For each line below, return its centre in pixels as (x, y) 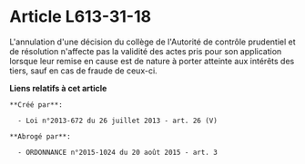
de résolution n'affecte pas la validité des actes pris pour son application (146, 51)
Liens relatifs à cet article (58, 88)
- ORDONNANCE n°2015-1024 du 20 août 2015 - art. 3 (118, 152)
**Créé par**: (36, 105)
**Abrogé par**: (40, 136)
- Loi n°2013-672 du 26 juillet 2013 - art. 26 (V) (118, 121)
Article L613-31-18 (81, 17)
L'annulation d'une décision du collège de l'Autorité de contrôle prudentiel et (152, 42)
